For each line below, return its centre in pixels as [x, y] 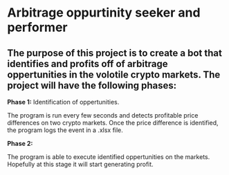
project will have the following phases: [92, 85]
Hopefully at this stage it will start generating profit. [80, 164]
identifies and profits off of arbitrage [88, 64]
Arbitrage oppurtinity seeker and [104, 13]
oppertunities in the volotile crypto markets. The [114, 74]
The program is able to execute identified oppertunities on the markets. [109, 157]
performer [37, 27]
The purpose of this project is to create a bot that [115, 53]
